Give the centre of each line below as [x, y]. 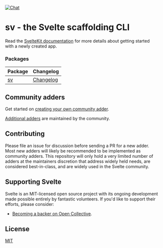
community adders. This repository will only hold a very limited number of [79, 156]
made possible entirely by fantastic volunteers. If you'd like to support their [80, 199]
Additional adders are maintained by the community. [58, 119]
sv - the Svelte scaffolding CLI [67, 27]
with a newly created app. [31, 46]
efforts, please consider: [30, 204]
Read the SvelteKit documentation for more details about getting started [77, 41]
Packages [17, 59]
